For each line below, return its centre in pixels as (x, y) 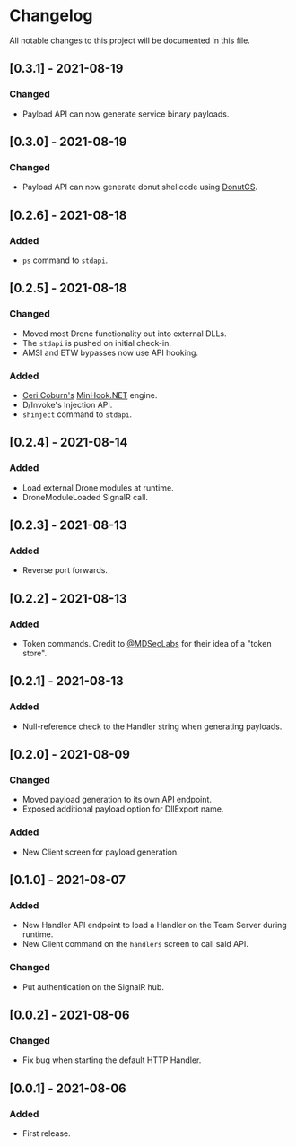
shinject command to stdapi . (77, 414)
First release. (46, 1133)
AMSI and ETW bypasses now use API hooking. (110, 352)
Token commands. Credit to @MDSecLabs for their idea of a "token (147, 644)
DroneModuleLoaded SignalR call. (85, 497)
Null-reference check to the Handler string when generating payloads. (152, 726)
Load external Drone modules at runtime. (98, 487)
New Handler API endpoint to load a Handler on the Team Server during (154, 925)
